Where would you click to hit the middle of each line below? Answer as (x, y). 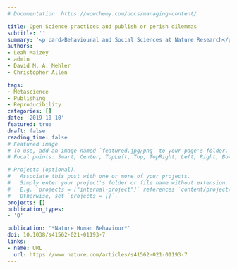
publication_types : (36, 209)
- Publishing (26, 98)
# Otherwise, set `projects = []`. (63, 196)
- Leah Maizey (28, 53)
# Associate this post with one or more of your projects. (99, 177)
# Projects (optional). (42, 170)
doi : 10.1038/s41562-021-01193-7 (56, 235)
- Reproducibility (34, 105)
